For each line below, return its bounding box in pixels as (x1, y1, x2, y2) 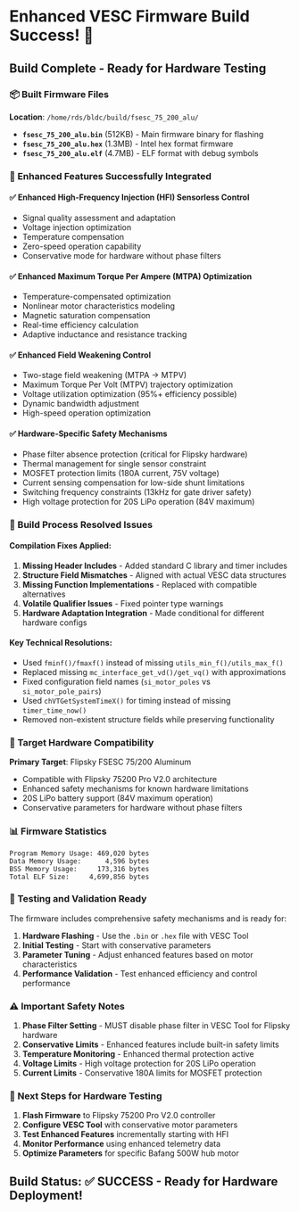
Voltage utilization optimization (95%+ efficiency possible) (21, 389, 237, 400)
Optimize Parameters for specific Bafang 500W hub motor (21, 1148, 239, 1158)
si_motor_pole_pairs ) (21, 685, 102, 697)
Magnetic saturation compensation (21, 310, 151, 321)
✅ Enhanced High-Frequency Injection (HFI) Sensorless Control (9, 192, 250, 202)
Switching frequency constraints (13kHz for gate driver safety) (21, 486, 252, 497)
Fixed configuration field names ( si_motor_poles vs (21, 676, 212, 687)
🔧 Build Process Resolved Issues (9, 518, 154, 531)
